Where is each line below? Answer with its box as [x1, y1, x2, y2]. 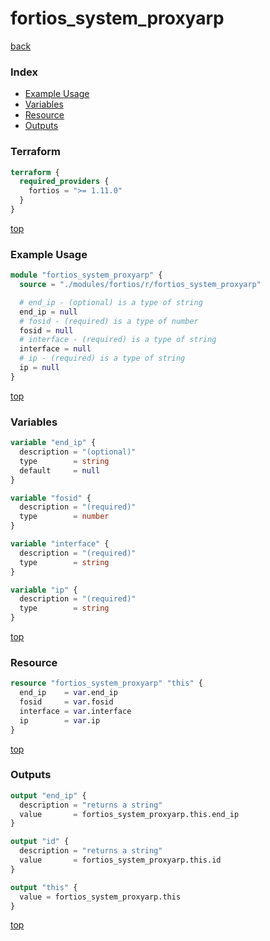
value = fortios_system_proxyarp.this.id [19, 855, 222, 866]
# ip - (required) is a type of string [19, 353, 186, 364]
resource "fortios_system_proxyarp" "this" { [10, 678, 203, 689]
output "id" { [10, 837, 70, 847]
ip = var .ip [19, 715, 101, 726]
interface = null [19, 344, 92, 354]
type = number [19, 512, 110, 522]
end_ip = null [19, 307, 78, 317]
